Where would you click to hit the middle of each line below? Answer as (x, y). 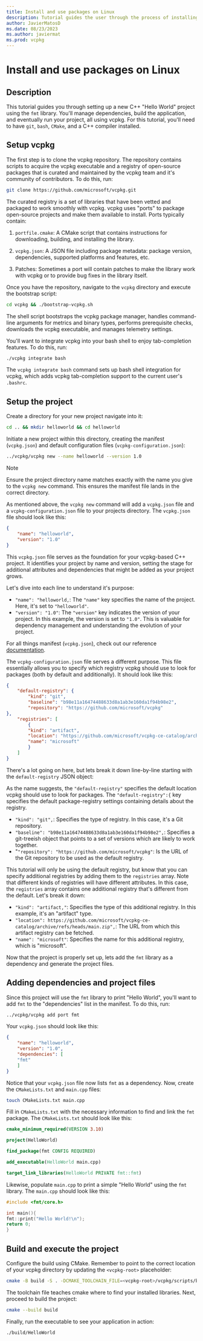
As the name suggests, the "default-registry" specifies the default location (101, 788)
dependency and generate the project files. (60, 963)
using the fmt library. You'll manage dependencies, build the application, (96, 113)
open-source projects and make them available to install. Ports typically (95, 214)
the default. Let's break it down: (46, 895)
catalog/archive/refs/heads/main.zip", (65, 926)
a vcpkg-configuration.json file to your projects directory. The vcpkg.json (98, 511)
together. (26, 845)
